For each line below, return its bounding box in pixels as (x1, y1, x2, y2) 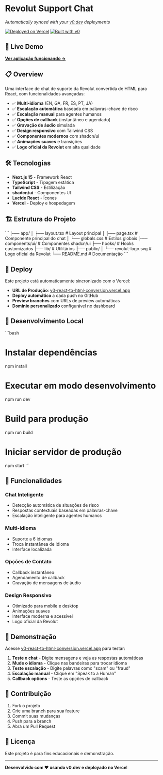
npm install (5, 363, 27, 369)
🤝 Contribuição (5, 690, 51, 698)
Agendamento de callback (12, 574, 65, 580)
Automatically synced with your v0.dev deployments (5, 19, 110, 25)
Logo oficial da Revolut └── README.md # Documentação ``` (5, 251, 129, 257)
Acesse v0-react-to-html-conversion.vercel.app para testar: (5, 646, 125, 651)
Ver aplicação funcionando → (5, 55, 66, 61)
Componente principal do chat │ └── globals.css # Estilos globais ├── (5, 236, 148, 241)
